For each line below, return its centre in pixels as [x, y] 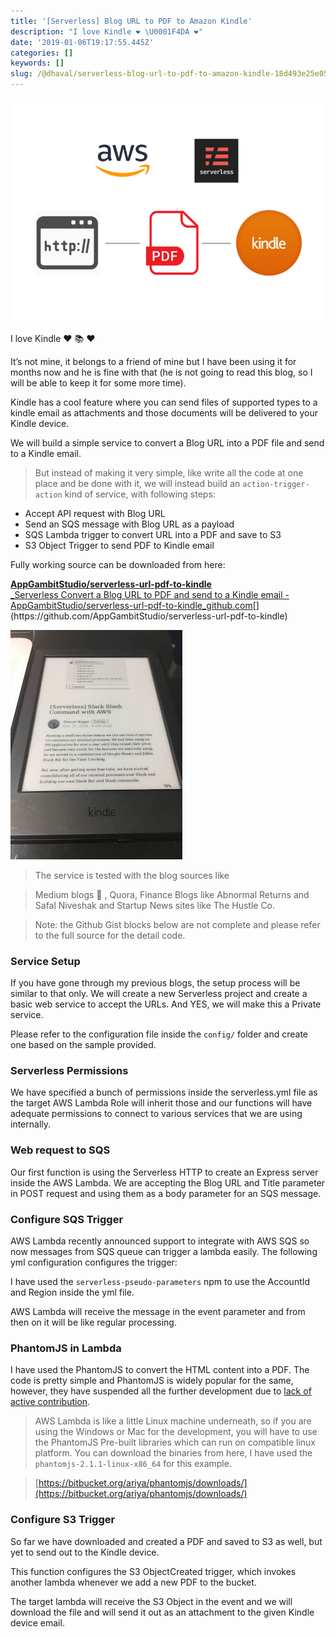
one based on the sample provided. [83, 1045]
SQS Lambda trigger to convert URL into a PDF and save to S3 [153, 534]
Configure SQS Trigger [67, 1219]
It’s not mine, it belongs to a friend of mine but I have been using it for [153, 361]
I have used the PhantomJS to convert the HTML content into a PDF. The [160, 1370]
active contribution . [50, 1402]
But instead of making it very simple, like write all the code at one [169, 472]
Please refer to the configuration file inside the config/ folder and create [159, 1034]
